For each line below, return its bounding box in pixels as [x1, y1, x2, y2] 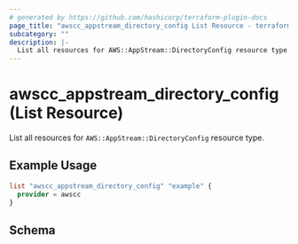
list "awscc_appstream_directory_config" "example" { [9, 181, 213, 191]
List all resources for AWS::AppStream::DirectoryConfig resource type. [9, 132, 264, 143]
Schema [9, 223, 56, 238]
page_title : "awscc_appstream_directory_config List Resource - [9, 21, 252, 30]
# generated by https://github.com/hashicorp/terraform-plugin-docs [9, 12, 268, 22]
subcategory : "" [9, 29, 69, 38]
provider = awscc [17, 190, 82, 199]
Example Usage [9, 158, 98, 173]
